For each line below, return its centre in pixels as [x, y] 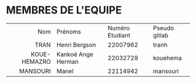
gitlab [161, 35]
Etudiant [119, 35]
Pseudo [164, 28]
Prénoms [69, 32]
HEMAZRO [36, 61]
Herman [67, 61]
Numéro [119, 28]
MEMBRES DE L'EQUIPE [64, 10]
